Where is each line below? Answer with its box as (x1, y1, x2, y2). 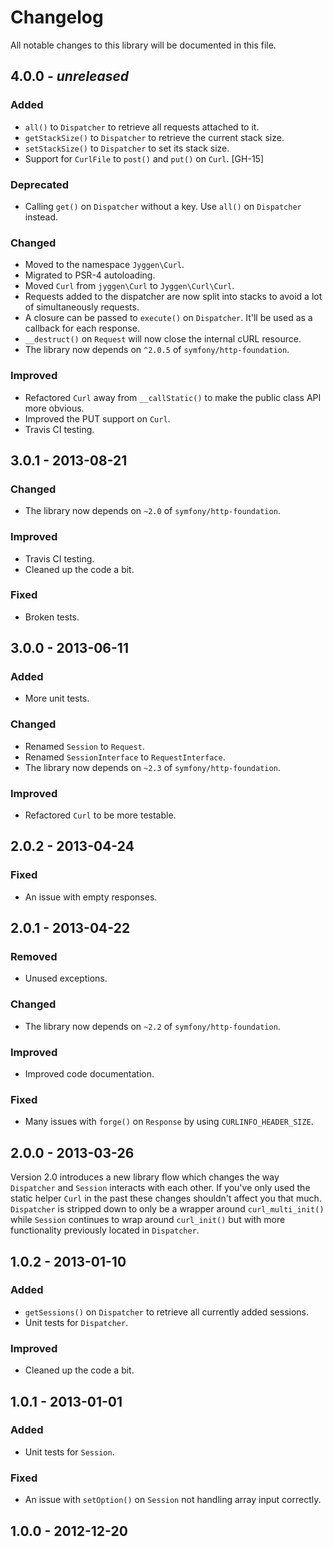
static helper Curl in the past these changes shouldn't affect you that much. (10, 1192, 322, 1205)
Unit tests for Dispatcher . (24, 1316, 129, 1328)
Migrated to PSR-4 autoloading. (24, 269, 156, 281)
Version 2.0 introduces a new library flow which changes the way (10, 1171, 280, 1183)
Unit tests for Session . (24, 1446, 115, 1458)
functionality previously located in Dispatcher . (10, 1224, 200, 1236)
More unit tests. (24, 692, 90, 705)
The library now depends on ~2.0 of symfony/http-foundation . (24, 505, 281, 517)
